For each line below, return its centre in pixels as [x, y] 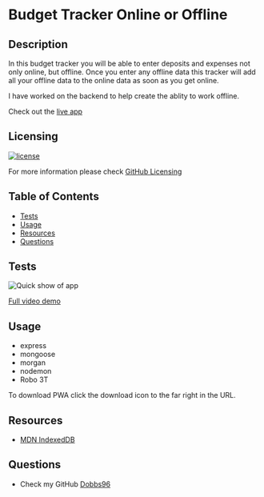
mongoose [38, 355]
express [33, 346]
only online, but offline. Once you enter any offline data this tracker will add [132, 72]
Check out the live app [45, 111]
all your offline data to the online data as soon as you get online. [114, 80]
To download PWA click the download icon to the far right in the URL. [122, 395]
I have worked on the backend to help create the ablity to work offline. [124, 96]
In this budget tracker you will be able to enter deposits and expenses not [129, 63]
